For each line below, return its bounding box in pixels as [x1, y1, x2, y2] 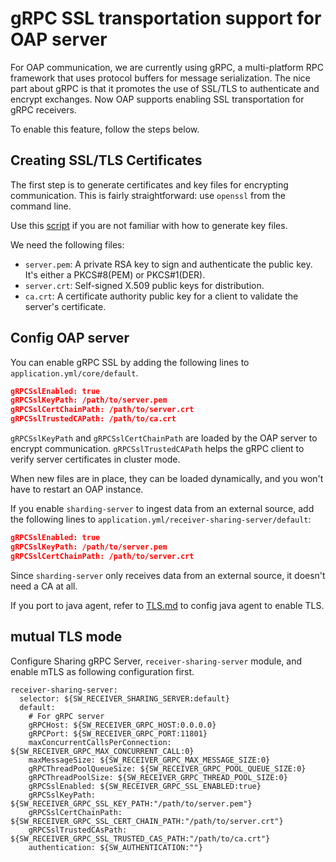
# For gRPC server [28, 711, 105, 721]
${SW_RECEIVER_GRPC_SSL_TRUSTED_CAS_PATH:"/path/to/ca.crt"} [10, 833, 271, 844]
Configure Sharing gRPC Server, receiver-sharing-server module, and [10, 655, 302, 667]
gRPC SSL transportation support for [10, 7, 322, 30]
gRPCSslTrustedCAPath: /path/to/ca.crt [10, 414, 177, 424]
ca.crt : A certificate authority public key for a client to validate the [24, 290, 299, 302]
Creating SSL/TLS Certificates [10, 152, 203, 169]
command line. [10, 200, 72, 212]
